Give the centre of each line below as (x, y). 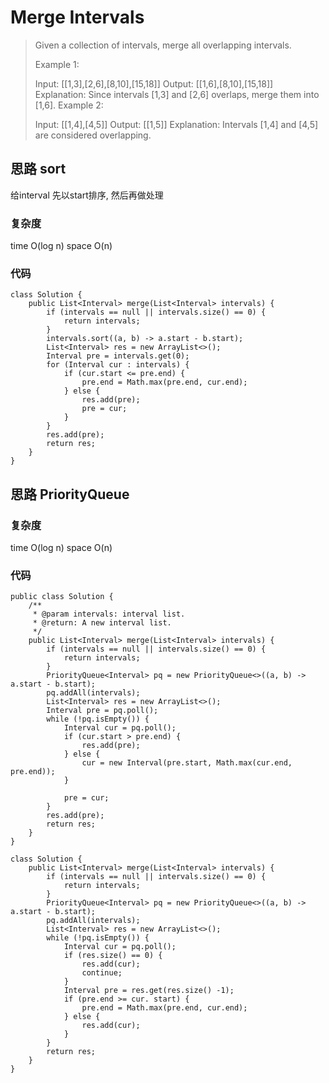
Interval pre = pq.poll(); (102, 711)
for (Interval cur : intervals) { (118, 365)
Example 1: (57, 64)
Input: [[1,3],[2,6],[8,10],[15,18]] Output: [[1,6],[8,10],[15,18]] (154, 83)
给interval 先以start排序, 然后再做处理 (87, 195)
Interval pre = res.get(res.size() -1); (149, 991)
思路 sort (38, 169)
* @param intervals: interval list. (109, 614)
